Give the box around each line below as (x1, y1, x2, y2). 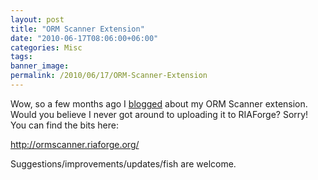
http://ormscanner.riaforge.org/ (10, 138, 140, 150)
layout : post (10, 14, 65, 25)
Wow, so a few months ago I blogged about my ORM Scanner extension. (10, 97, 308, 110)
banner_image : (10, 61, 70, 71)
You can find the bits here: (10, 119, 119, 131)
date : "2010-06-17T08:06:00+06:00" (10, 33, 159, 43)
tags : (10, 52, 33, 62)
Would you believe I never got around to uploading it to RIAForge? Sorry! (10, 108, 309, 120)
